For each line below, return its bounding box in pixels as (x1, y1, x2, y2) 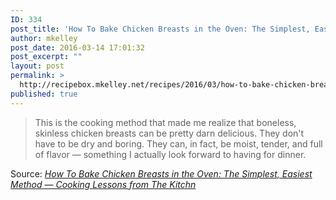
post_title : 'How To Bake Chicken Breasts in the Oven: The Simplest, (10, 24, 311, 34)
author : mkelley (10, 33, 78, 43)
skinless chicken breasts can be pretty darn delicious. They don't (34, 127, 305, 139)
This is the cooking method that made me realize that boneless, (34, 116, 297, 128)
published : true (10, 89, 78, 99)
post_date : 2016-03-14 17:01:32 (10, 42, 145, 53)
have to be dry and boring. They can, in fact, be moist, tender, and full (34, 137, 323, 150)
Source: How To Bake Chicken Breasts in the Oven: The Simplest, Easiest (10, 167, 313, 180)
